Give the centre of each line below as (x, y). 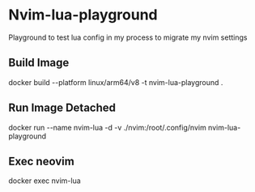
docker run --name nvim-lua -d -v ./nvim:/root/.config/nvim (107, 127)
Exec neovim (41, 161)
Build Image (39, 63)
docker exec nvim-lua (45, 181)
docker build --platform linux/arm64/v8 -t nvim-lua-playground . (116, 82)
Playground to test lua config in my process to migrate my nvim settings (128, 37)
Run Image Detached (62, 108)
